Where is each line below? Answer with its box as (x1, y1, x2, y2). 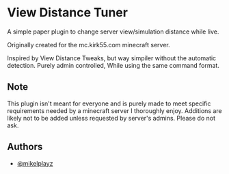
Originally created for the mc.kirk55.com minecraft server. (7, 40, 170, 49)
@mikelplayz (16, 159, 53, 167)
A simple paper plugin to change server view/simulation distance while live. (7, 27, 219, 36)
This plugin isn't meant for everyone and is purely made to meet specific (7, 99, 211, 108)
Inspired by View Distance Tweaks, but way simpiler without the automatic (7, 53, 217, 62)
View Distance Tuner (7, 5, 129, 21)
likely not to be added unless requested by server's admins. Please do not (7, 114, 215, 122)
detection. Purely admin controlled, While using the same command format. (7, 61, 220, 69)
